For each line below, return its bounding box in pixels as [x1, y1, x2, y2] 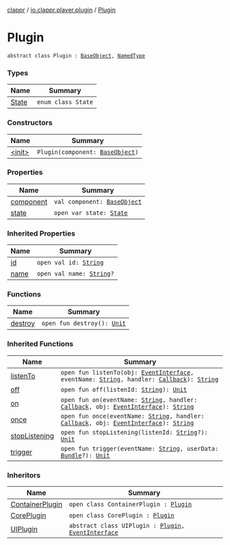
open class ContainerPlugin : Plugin [68, 500, 192, 509]
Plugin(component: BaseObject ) [36, 148, 139, 156]
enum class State [36, 99, 94, 106]
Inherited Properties [7, 229, 75, 238]
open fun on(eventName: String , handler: [60, 396, 198, 403]
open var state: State [53, 209, 128, 216]
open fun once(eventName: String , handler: [60, 412, 205, 420]
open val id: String [36, 259, 104, 266]
